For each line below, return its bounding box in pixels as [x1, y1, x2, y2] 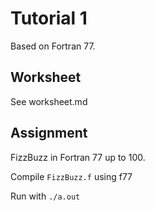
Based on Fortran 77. [10, 40, 96, 52]
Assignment [10, 125, 88, 142]
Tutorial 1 [10, 7, 88, 30]
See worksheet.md [10, 95, 88, 107]
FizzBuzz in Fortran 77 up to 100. [10, 151, 146, 163]
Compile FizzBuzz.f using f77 [10, 170, 133, 182]
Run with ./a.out [10, 190, 81, 202]
